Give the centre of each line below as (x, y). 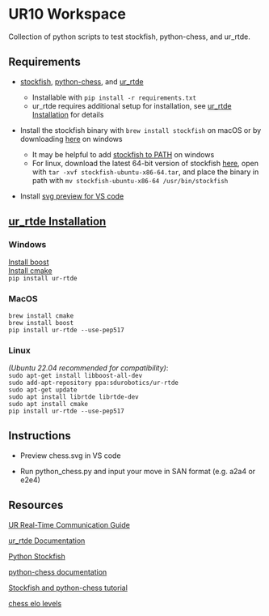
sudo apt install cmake (48, 404)
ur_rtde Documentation (47, 541)
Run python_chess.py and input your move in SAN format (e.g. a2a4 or (138, 471)
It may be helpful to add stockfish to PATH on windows (123, 154)
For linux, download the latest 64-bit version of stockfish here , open (145, 163)
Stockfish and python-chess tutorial (68, 588)
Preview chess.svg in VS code (70, 456)
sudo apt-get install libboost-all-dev (76, 376)
